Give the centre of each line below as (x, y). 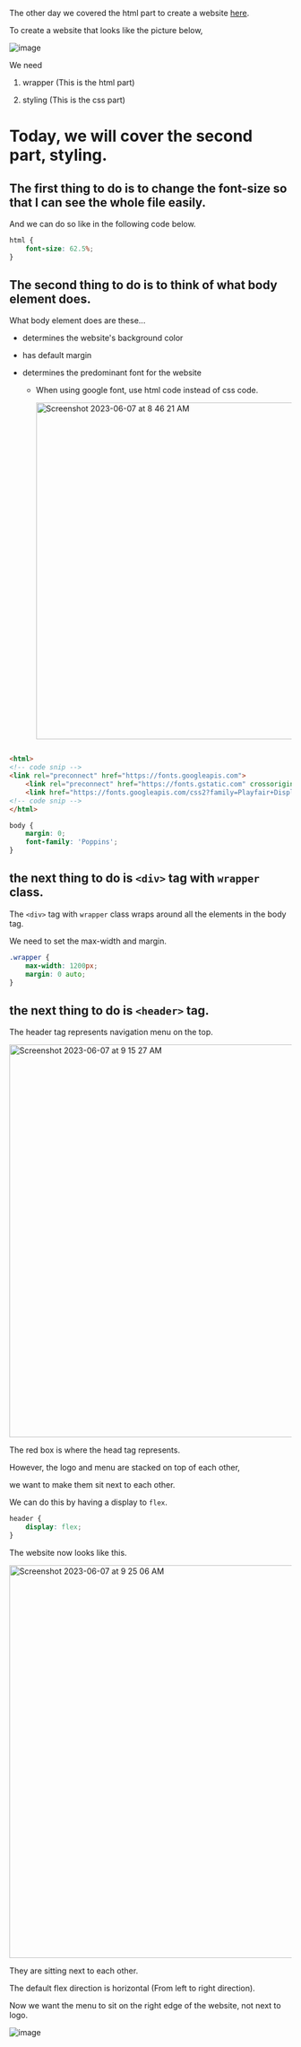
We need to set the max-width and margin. (88, 941)
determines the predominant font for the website (112, 373)
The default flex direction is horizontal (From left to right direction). (132, 1988)
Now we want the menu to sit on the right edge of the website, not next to (145, 2005)
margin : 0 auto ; (56, 974)
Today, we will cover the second (131, 136)
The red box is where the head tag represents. (95, 1450)
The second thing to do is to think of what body (143, 285)
